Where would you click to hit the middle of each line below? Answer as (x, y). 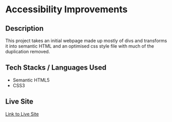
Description (24, 28)
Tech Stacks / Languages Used (56, 68)
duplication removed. (28, 52)
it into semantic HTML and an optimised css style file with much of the (80, 46)
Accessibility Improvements (66, 9)
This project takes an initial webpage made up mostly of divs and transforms (86, 40)
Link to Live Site (22, 114)
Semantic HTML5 (31, 80)
